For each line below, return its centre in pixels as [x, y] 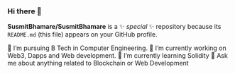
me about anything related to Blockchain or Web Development [98, 63]
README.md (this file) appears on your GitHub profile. [82, 35]
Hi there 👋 [25, 11]
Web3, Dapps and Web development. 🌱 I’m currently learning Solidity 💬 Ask [118, 56]
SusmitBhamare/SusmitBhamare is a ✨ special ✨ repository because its [114, 27]
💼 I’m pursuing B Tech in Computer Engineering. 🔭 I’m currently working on [117, 48]
